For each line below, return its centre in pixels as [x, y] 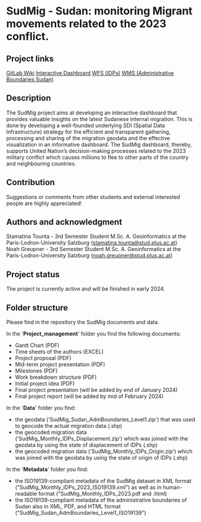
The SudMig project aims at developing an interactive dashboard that [91, 113]
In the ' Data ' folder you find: [41, 408]
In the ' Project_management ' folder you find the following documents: [94, 334]
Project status [33, 274]
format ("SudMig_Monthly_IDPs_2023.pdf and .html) [103, 494]
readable [26, 494]
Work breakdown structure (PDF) [56, 377]
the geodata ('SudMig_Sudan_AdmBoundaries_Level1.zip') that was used [105, 420]
